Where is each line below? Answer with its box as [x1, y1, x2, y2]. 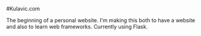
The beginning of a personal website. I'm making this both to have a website [6, 17, 196, 23]
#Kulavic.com [6, 5, 40, 12]
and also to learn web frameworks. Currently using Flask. [6, 23, 148, 30]
